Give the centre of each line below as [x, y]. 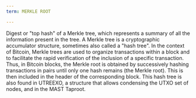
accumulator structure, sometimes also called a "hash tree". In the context [95, 45]
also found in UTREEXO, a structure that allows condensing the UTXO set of [97, 83]
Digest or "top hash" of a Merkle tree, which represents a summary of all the [98, 33]
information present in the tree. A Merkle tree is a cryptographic [83, 39]
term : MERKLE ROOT [28, 11]
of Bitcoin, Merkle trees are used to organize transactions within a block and [98, 52]
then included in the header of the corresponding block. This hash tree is [94, 76]
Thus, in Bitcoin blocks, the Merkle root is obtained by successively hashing [97, 64]
